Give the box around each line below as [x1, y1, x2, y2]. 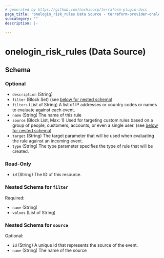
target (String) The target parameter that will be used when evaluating [12, 133, 155, 139]
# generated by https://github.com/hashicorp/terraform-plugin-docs [5, 7, 147, 12]
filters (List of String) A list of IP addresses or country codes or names [12, 102, 157, 107]
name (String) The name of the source [12, 247, 87, 253]
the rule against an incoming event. [12, 138, 83, 144]
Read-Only [5, 160, 32, 167]
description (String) [12, 91, 53, 97]
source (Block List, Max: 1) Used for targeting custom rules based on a [12, 118, 153, 123]
